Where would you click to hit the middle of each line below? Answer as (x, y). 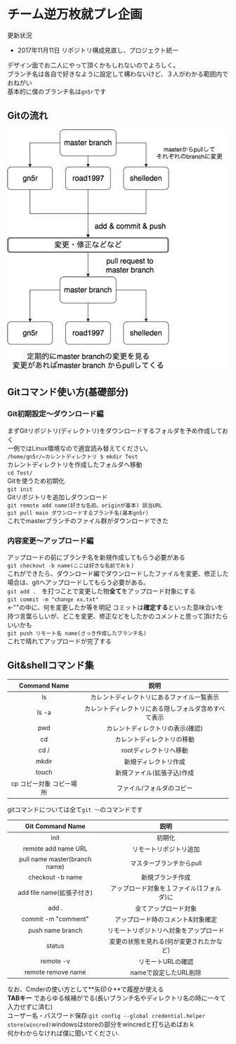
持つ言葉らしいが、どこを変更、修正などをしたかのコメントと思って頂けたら (118, 616)
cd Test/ (20, 473)
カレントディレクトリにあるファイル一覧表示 (155, 697)
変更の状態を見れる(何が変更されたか (163, 941)
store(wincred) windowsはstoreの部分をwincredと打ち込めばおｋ (101, 1024)
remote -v (55, 961)
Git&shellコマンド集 (51, 665)
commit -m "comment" (55, 919)
